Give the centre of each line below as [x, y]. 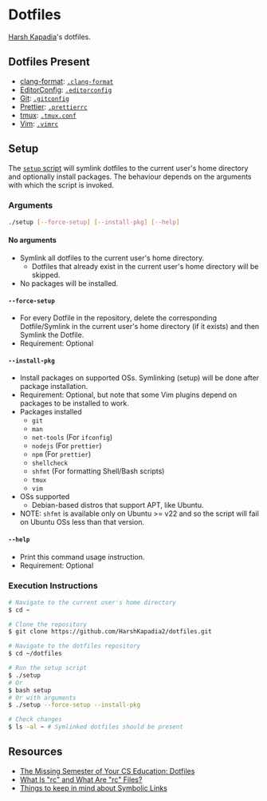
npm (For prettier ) [61, 454]
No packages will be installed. [69, 283]
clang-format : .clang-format [67, 81]
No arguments [33, 240]
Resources [35, 752]
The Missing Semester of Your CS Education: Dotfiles [107, 771]
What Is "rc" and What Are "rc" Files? [81, 779]
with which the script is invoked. [61, 184]
